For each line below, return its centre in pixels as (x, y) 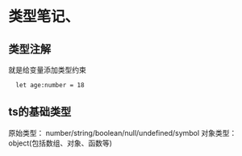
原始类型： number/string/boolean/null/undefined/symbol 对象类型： (123, 133)
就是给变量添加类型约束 (47, 70)
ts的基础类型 (40, 112)
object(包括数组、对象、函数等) (60, 143)
